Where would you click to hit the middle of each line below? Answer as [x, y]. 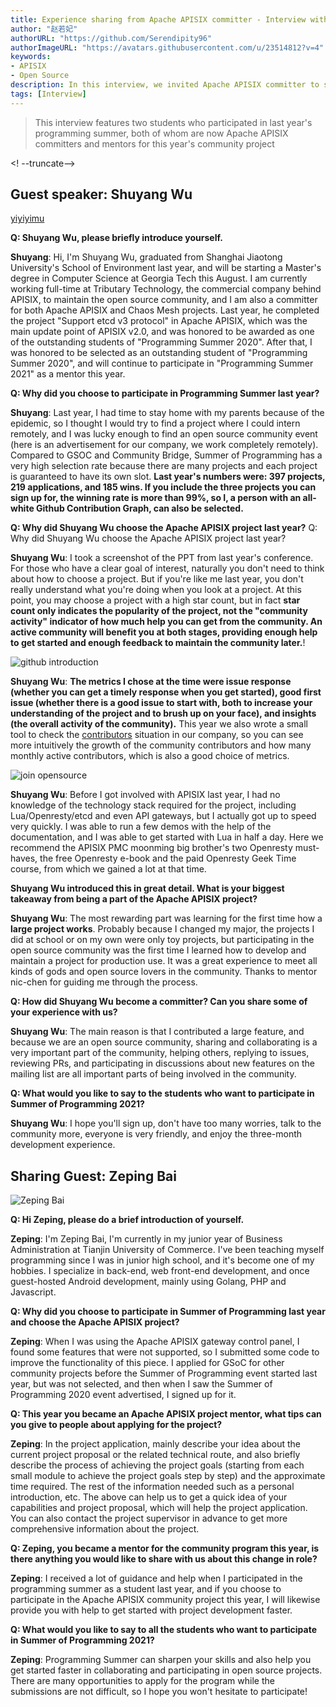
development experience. [63, 1145]
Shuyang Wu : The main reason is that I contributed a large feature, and [157, 1032]
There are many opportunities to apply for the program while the [142, 1681]
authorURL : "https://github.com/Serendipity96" [111, 38]
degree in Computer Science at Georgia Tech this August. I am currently [159, 278]
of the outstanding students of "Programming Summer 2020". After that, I [161, 342]
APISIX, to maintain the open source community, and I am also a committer [164, 300]
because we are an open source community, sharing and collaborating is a [164, 1042]
